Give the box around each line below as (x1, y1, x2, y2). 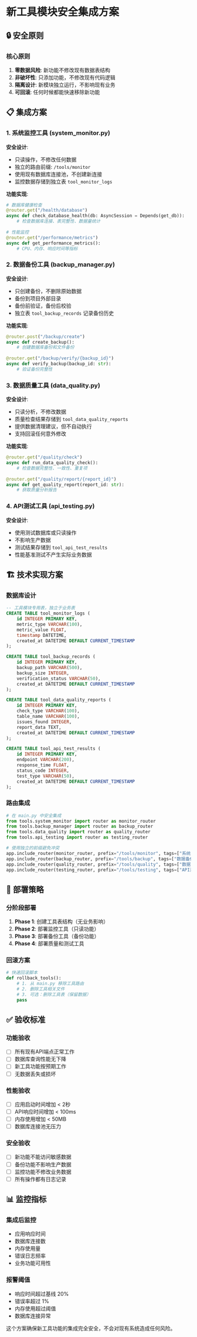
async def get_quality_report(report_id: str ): (6, 481, 125, 487)
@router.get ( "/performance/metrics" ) (6, 235, 98, 240)
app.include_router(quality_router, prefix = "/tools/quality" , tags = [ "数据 (6, 861, 191, 867)
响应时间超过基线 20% (14, 1290, 69, 1297)
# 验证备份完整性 (16, 366, 53, 372)
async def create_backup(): (6, 339, 75, 345)
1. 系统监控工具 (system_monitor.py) (6, 129, 110, 137)
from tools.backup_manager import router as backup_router (6, 823, 154, 830)
